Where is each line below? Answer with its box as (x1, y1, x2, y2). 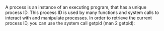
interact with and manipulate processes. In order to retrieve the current (5, 15, 152, 20)
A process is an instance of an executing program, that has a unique (5, 4, 147, 10)
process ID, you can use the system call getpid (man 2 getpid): (5, 20, 135, 26)
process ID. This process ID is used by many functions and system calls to (5, 9, 159, 15)
